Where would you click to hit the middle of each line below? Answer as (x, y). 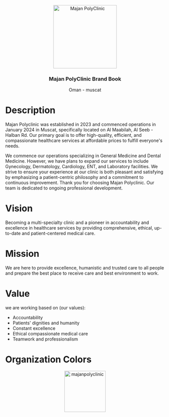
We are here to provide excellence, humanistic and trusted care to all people (85, 268)
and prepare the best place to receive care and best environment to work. (82, 273)
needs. (12, 146)
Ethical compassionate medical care (50, 334)
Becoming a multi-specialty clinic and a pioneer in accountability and (77, 222)
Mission (22, 254)
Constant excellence (34, 328)
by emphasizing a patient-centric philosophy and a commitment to (74, 177)
